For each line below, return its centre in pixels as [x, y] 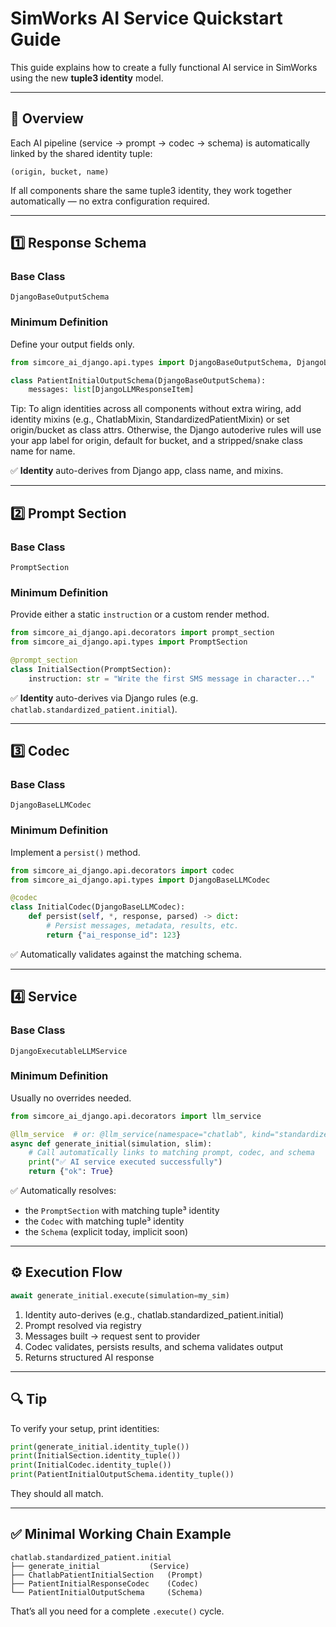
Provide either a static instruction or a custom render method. [140, 614]
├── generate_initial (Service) [100, 1566]
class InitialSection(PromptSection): [91, 669]
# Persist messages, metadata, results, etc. [143, 926]
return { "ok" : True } [71, 1172]
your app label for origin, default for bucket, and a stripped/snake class [156, 441]
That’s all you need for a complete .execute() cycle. [117, 1611]
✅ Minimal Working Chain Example [121, 1534]
